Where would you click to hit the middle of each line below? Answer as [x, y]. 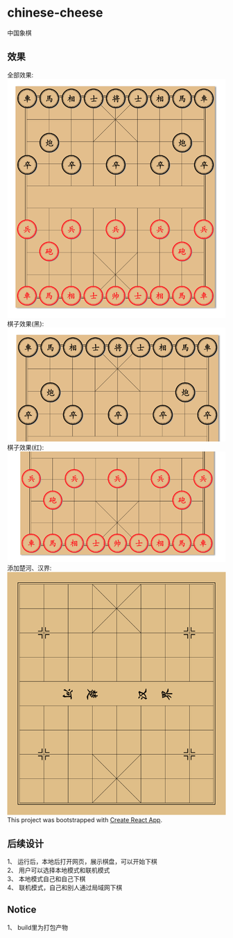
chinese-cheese [55, 13]
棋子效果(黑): [26, 324]
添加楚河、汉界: [29, 568]
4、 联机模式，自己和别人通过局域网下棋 [65, 887]
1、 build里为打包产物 [37, 927]
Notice [22, 910]
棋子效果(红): [26, 447]
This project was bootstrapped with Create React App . [85, 820]
